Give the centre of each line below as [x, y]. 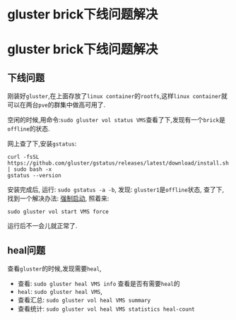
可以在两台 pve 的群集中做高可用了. [57, 105]
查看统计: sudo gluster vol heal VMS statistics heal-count [106, 309]
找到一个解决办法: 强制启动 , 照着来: [58, 198]
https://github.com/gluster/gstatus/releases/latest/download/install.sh [118, 163]
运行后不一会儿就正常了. [42, 226]
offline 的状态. [29, 129]
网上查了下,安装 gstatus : [42, 144]
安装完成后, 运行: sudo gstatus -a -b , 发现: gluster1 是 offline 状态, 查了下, [116, 190]
